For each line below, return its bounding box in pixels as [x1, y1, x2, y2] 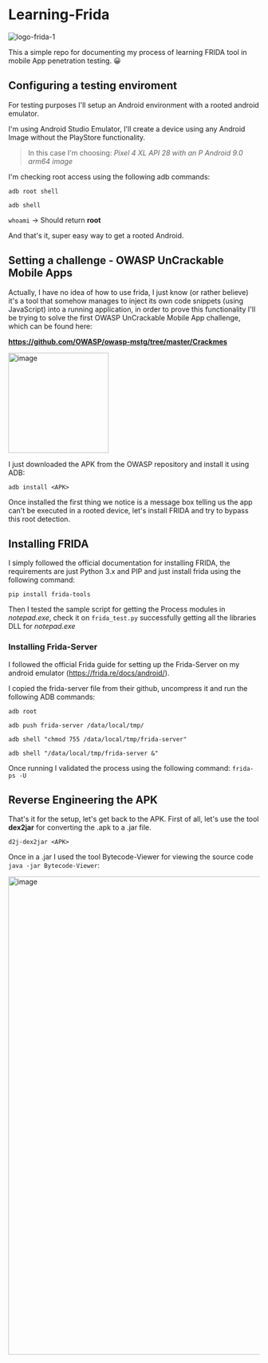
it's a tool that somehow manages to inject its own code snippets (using [8, 296, 244, 305]
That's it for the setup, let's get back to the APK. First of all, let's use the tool [8, 815, 259, 824]
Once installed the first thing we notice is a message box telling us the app [8, 497, 253, 507]
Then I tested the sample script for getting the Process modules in [8, 604, 226, 615]
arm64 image [27, 156, 73, 166]
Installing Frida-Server [8, 642, 98, 653]
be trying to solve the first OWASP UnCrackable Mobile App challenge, [8, 312, 241, 322]
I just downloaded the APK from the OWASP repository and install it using [8, 459, 250, 469]
